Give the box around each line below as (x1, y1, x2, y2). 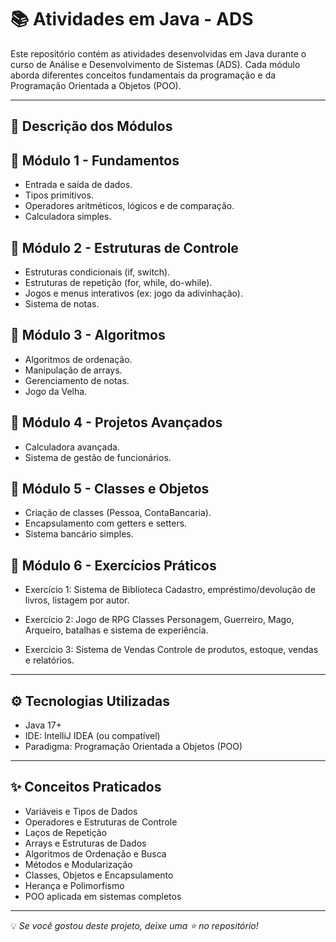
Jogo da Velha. (24, 385, 88, 397)
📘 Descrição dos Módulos (10, 118, 173, 135)
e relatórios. (24, 654, 75, 666)
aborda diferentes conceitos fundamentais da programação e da (10, 69, 277, 81)
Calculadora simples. (24, 211, 112, 223)
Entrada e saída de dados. (24, 179, 133, 191)
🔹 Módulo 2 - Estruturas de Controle (10, 239, 239, 256)
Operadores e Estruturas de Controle (24, 816, 178, 828)
